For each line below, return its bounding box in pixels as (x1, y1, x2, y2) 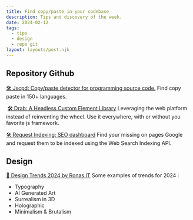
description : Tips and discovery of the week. (6, 14, 122, 20)
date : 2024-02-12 (6, 19, 49, 25)
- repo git (11, 42, 38, 48)
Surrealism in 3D (14, 196, 55, 203)
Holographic (14, 202, 45, 209)
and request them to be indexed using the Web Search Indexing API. (6, 139, 172, 147)
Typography (14, 183, 45, 191)
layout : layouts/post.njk (6, 47, 69, 53)
